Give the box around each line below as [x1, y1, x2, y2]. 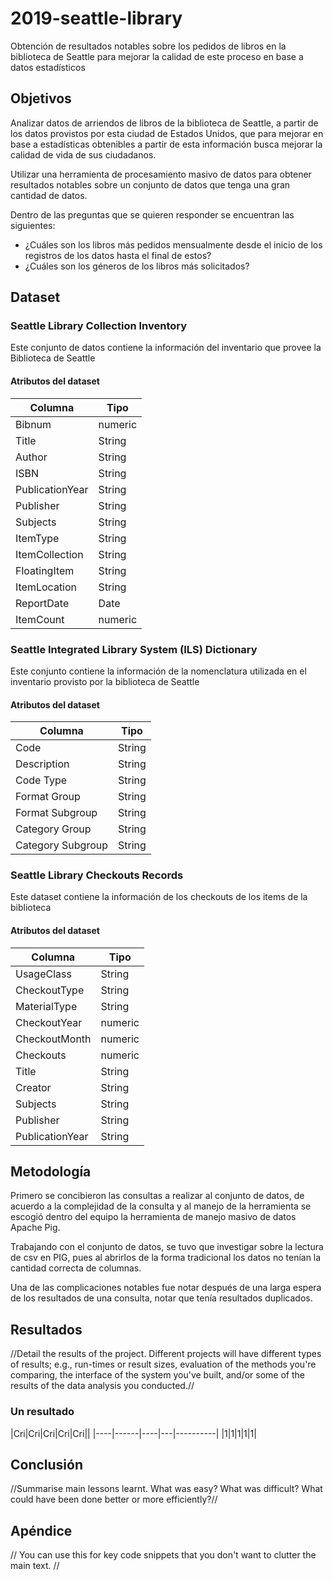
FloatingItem [15, 563, 75, 577]
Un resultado [10, 1405, 75, 1419]
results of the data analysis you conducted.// [10, 1380, 195, 1392]
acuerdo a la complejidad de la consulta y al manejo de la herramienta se [10, 1200, 312, 1212]
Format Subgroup [15, 806, 98, 820]
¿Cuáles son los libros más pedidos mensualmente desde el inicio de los [24, 238, 323, 251]
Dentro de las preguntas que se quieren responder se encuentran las [10, 208, 295, 221]
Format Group [15, 790, 81, 804]
